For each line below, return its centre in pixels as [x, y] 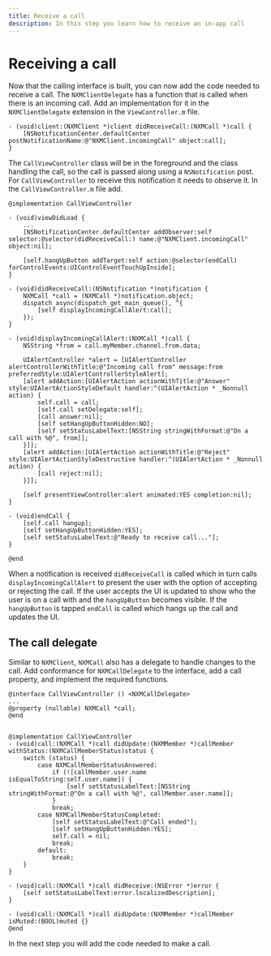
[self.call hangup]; [58, 523]
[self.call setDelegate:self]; [90, 410]
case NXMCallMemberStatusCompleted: [99, 815]
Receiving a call [62, 64]
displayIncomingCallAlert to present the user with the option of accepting [133, 583]
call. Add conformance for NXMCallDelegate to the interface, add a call [125, 671]
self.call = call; [69, 403]
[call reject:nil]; [71, 474]
